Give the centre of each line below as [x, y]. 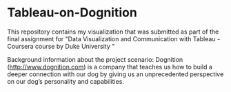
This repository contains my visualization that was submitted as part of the [113, 32]
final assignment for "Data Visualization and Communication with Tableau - [114, 38]
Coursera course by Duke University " [61, 46]
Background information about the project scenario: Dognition [95, 59]
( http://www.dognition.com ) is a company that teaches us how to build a [110, 67]
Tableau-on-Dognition [72, 13]
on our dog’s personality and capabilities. [66, 81]
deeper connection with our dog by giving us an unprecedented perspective [115, 74]
